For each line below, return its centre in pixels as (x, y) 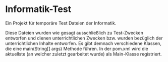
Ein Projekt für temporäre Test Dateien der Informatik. (61, 23)
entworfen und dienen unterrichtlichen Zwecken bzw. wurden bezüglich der (84, 38)
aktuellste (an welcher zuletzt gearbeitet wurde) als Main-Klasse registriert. (84, 54)
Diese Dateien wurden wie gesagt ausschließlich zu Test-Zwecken (74, 32)
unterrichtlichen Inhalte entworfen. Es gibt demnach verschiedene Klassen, (83, 43)
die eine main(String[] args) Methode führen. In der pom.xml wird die (77, 48)
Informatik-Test (38, 9)
